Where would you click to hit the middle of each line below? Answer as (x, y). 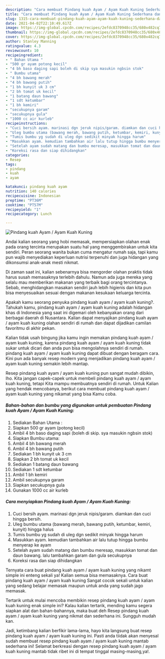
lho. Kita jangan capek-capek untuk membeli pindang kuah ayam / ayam (78, 378)
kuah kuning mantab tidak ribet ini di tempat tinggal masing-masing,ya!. (78, 652)
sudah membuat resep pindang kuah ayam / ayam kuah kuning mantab (77, 641)
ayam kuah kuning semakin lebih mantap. (47, 364)
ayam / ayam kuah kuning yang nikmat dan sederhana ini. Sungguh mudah (81, 616)
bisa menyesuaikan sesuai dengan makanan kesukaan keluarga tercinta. (78, 293)
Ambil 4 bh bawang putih (38, 449)
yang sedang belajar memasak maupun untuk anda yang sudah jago (74, 586)
